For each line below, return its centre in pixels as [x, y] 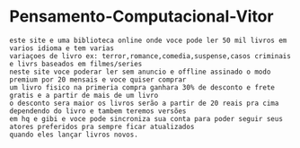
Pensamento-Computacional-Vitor [141, 17]
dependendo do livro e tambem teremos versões [98, 111]
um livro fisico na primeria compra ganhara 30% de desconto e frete [142, 87]
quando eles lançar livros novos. [74, 135]
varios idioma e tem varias [62, 48]
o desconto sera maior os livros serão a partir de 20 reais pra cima [144, 103]
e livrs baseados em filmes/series [76, 64]
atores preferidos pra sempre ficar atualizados [102, 126]
